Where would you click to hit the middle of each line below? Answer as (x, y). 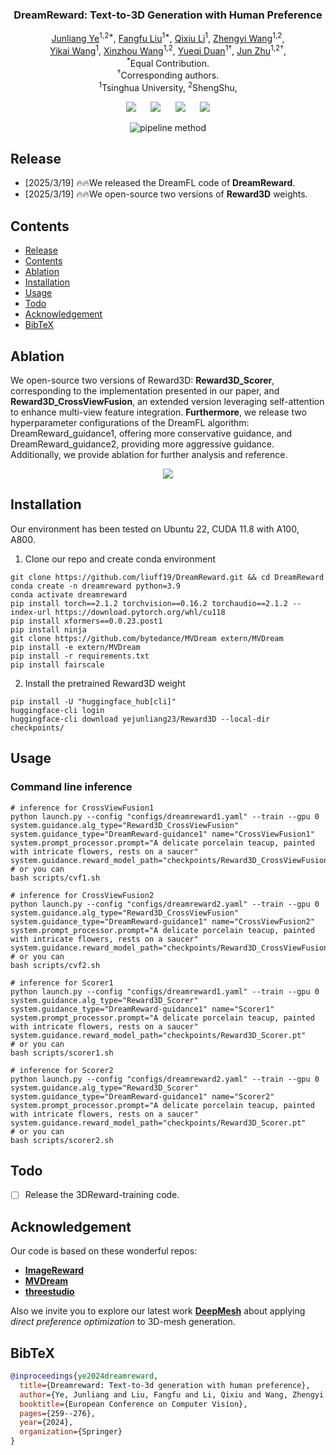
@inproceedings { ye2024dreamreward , (84, 1376)
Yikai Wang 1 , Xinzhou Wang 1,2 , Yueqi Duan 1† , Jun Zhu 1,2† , (168, 50)
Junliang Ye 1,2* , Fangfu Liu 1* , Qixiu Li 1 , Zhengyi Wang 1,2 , (168, 37)
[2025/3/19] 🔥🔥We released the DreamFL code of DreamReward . (160, 183)
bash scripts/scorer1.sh (62, 1053)
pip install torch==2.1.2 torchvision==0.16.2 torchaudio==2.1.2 (149, 603)
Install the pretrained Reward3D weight (105, 683)
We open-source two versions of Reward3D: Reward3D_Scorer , (142, 380)
